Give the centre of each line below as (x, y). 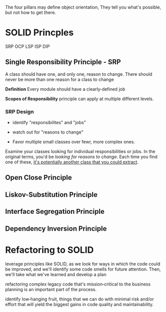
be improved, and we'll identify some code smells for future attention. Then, (83, 269)
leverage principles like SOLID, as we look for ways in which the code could (83, 264)
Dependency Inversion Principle (56, 229)
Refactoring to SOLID (49, 250)
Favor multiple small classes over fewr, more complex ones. (74, 142)
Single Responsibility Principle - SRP (63, 62)
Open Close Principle (39, 178)
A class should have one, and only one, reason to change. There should (79, 74)
